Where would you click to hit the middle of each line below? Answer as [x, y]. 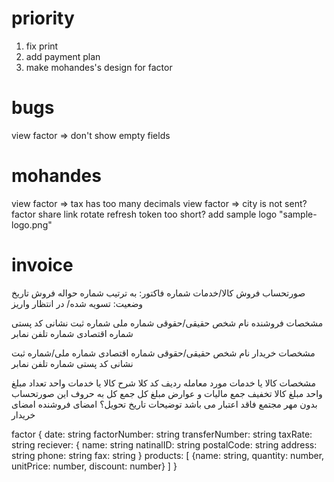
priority [43, 18]
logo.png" [32, 224]
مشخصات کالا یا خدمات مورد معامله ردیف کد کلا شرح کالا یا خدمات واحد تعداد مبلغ [164, 383]
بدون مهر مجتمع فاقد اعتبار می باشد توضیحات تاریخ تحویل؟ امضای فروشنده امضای [164, 404]
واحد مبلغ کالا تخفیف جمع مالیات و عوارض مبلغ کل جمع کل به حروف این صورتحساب [167, 393]
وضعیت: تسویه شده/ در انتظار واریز [77, 303]
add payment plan [63, 56]
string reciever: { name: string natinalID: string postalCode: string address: [164, 444]
